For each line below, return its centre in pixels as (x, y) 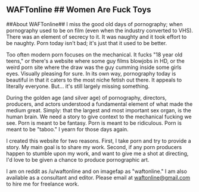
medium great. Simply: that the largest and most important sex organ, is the (99, 110)
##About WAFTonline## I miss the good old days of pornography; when (94, 24)
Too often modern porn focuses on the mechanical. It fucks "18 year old (94, 54)
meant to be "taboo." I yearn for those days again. (68, 129)
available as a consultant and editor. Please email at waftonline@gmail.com (98, 177)
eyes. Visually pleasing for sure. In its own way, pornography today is (91, 73)
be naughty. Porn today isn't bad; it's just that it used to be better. (87, 43)
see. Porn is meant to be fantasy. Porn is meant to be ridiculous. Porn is (94, 123)
